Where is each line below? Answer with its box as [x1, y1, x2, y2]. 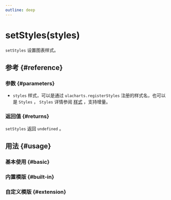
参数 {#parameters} [5, 80, 55, 87]
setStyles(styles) [5, 29, 80, 41]
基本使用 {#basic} [5, 158, 50, 165]
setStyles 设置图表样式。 [5, 47, 59, 53]
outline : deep [5, 7, 36, 13]
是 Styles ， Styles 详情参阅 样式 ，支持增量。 [12, 99, 111, 105]
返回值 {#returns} [5, 113, 50, 120]
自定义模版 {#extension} [5, 188, 66, 195]
